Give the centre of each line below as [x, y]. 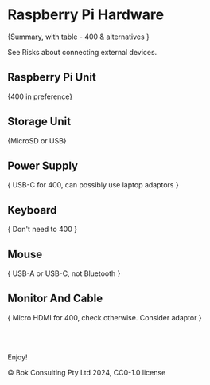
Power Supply [43, 165]
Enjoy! [18, 357]
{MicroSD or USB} [37, 140]
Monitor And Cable [55, 299]
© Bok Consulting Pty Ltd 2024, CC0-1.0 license [87, 372]
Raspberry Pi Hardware [86, 15]
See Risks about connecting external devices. [82, 52]
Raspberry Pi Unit [52, 77]
